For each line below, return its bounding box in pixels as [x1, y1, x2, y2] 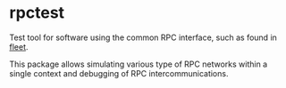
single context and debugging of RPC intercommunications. [9, 68, 229, 78]
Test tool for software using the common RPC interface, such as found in [9, 32, 277, 43]
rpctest [9, 3, 65, 23]
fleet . [9, 41, 29, 52]
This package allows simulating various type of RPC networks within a [9, 59, 268, 69]
